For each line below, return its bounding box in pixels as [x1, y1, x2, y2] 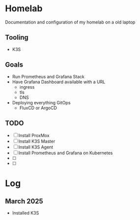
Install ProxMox [18, 133, 50, 139]
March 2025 [5, 197, 43, 205]
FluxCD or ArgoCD [19, 105, 57, 111]
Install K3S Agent [18, 144, 53, 150]
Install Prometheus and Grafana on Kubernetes [18, 150, 113, 156]
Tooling [5, 33, 28, 42]
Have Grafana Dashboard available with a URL [12, 79, 105, 85]
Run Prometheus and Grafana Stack [12, 73, 85, 79]
